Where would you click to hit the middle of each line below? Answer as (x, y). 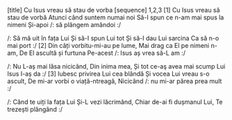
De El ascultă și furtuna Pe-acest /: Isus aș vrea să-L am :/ (103, 53)
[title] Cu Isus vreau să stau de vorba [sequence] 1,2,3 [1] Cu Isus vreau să (114, 10)
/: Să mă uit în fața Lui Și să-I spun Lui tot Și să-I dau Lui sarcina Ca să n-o (113, 38)
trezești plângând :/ (35, 109)
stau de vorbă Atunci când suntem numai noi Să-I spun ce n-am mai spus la (116, 17)
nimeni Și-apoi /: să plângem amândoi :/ (64, 25)
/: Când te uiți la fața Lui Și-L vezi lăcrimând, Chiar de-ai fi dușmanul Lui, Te (115, 102)
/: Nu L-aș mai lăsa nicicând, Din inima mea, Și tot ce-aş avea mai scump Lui (116, 66)
